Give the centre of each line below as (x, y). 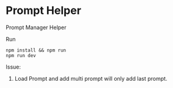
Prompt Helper (44, 11)
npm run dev (21, 55)
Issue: (13, 67)
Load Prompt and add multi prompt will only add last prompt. (91, 78)
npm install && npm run (36, 50)
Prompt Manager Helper (36, 27)
